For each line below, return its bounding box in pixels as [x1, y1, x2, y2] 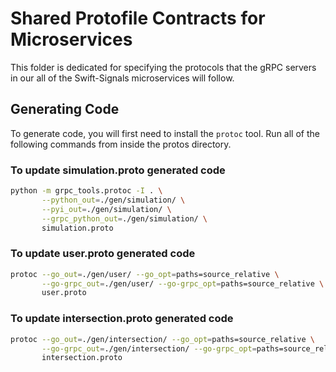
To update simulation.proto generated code [10, 163, 226, 177]
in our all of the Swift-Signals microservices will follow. [10, 72, 235, 84]
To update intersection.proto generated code [10, 312, 234, 326]
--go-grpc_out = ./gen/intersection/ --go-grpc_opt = [41, 343, 257, 354]
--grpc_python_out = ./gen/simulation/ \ [41, 213, 208, 224]
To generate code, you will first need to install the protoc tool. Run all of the [10, 127, 320, 139]
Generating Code [10, 101, 120, 118]
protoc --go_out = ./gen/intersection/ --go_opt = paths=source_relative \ [10, 334, 315, 344]
